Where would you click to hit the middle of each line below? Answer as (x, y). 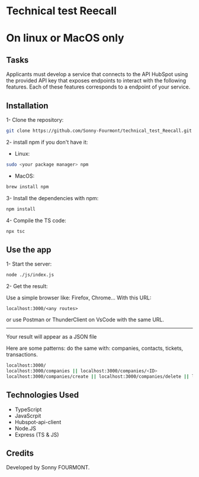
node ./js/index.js (30, 275)
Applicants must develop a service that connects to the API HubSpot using (97, 74)
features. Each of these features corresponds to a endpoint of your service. (98, 87)
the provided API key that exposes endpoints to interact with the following (96, 81)
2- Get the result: (27, 286)
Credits (20, 453)
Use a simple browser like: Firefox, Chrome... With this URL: (79, 298)
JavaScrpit (28, 416)
